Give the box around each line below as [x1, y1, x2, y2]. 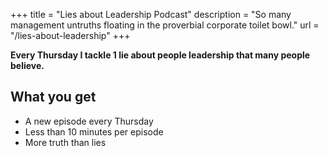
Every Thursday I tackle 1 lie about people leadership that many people [10, 49, 311, 61]
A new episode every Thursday [24, 115, 154, 127]
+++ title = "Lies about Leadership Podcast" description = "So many [10, 9, 292, 20]
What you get [10, 89, 97, 106]
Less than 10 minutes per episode [24, 125, 164, 138]
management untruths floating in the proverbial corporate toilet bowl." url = [10, 19, 320, 31]
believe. [10, 60, 45, 71]
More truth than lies [24, 136, 107, 148]
